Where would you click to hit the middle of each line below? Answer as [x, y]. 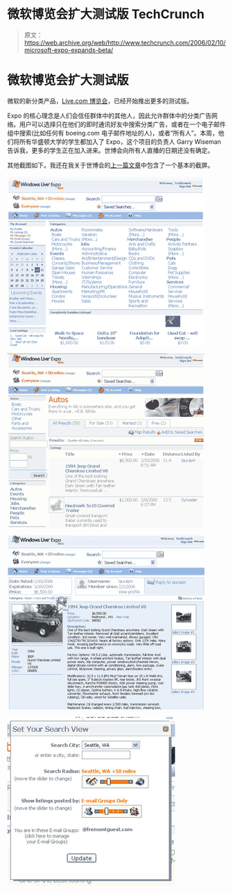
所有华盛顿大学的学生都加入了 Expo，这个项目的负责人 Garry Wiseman [120, 141]
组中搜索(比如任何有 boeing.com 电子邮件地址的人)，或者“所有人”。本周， [113, 133]
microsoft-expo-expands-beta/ [69, 50]
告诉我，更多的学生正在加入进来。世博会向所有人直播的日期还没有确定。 [110, 150]
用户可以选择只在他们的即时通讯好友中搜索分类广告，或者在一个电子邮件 [122, 124]
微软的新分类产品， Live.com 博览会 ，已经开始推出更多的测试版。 [100, 101]
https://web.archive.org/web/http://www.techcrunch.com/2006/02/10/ [125, 42]
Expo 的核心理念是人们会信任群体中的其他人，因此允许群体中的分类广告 [109, 115]
